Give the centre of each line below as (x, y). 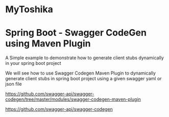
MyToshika (29, 9)
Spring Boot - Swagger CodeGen (76, 33)
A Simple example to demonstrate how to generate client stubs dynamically (85, 58)
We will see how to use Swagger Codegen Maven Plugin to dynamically (80, 73)
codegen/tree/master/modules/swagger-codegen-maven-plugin (73, 99)
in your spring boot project (33, 63)
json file (14, 84)
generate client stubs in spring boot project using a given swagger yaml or (83, 79)
